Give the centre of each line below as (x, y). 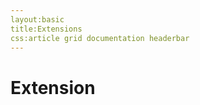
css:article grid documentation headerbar (100, 38)
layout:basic (37, 19)
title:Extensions (46, 29)
